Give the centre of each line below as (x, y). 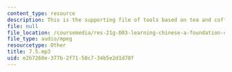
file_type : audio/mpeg (40, 39)
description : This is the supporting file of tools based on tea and (109, 20)
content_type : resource (41, 13)
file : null (23, 26)
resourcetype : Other (37, 45)
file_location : (29, 33)
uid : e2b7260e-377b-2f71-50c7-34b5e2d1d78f (71, 58)
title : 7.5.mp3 (29, 52)
